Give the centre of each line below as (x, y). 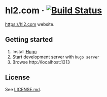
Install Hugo (24, 51)
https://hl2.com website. (30, 24)
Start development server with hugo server (56, 57)
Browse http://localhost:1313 (41, 62)
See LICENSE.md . (23, 89)
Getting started (29, 40)
